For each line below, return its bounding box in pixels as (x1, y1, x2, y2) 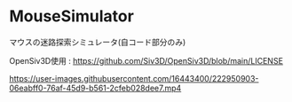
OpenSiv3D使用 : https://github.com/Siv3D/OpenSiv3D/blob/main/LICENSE (9, 55, 284, 66)
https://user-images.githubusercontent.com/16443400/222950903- (9, 73, 259, 83)
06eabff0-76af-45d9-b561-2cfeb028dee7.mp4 (9, 82, 182, 93)
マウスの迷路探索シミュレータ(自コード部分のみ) (9, 36, 186, 47)
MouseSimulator (9, 6, 135, 27)
